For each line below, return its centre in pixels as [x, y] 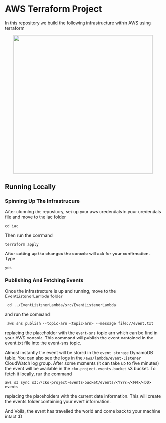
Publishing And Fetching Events [44, 280]
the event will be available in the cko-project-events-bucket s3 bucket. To [80, 368]
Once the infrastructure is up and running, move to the [61, 291]
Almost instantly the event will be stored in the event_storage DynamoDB [79, 352]
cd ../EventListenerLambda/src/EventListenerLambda [62, 305]
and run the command [28, 314]
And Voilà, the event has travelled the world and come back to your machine [83, 411]
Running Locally [30, 187]
